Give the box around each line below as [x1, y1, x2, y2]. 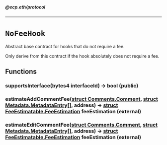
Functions [5, 68, 37, 76]
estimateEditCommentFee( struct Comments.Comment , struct [5, 122, 158, 129]
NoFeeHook [5, 29, 46, 38]
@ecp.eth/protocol [5, 4, 46, 10]
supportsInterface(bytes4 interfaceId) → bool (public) [5, 82, 139, 89]
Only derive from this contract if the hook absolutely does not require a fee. [5, 53, 160, 59]
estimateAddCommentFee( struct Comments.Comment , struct [5, 96, 158, 103]
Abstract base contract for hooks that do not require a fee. [5, 43, 125, 49]
